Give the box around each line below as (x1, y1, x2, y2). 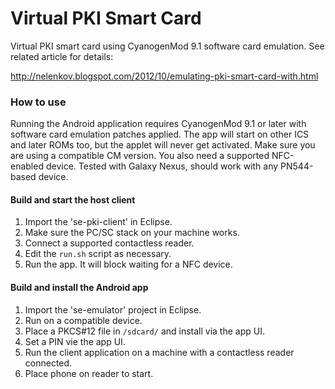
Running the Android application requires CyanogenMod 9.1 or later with (10, 118, 307, 130)
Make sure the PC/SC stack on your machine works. (24, 227, 240, 239)
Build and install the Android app (10, 282, 149, 294)
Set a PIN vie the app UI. (24, 335, 126, 347)
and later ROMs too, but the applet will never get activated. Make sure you (10, 139, 316, 151)
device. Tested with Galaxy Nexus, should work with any (45, 160, 279, 172)
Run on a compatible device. (24, 314, 143, 326)
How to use (10, 95, 67, 109)
